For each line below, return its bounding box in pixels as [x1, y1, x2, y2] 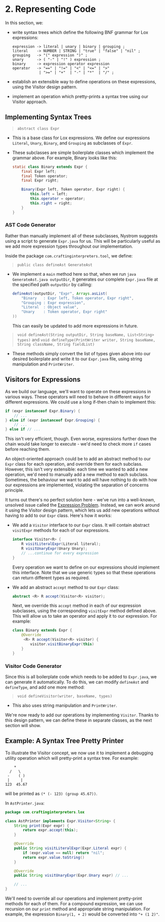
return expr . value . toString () [23, 855, 85, 860]
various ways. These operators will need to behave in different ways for [5, 394, 151, 400]
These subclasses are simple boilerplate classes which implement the [12, 149, 154, 155]
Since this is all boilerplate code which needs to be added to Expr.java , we [5, 674, 157, 680]
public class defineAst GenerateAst [17, 262, 93, 267]
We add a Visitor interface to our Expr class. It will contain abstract [12, 522, 150, 528]
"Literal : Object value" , [21, 305, 79, 310]
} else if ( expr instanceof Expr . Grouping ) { [5, 418, 100, 423]
